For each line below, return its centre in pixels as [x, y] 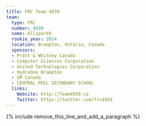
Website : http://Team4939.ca [53, 94]
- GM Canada [26, 77]
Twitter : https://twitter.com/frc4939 [65, 99]
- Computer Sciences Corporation [53, 61]
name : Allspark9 [31, 34]
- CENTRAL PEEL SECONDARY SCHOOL [53, 83]
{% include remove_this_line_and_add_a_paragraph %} [73, 117]
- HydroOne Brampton [37, 72]
